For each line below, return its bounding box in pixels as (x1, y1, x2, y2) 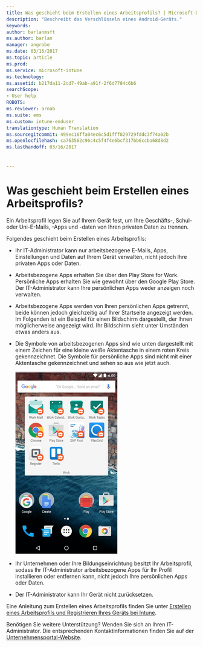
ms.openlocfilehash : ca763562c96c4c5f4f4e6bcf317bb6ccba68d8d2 (6, 138, 169, 144)
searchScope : (6, 87, 39, 93)
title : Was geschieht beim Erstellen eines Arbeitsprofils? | (6, 10, 166, 16)
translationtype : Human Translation (6, 125, 98, 131)
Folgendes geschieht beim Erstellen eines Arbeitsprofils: (6, 235, 147, 242)
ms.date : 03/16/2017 (6, 49, 59, 55)
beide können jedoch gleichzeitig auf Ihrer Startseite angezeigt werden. (14, 309, 193, 316)
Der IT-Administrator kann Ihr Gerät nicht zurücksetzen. (14, 591, 154, 598)
